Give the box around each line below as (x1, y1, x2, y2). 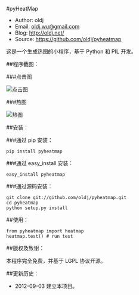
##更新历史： (6, 270, 39, 277)
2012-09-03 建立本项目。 (14, 282, 78, 290)
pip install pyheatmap (6, 148, 63, 154)
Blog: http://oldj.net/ (14, 29, 64, 36)
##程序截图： (6, 61, 39, 67)
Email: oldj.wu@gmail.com (14, 23, 80, 30)
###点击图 (6, 73, 32, 80)
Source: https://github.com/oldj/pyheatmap (14, 36, 122, 42)
